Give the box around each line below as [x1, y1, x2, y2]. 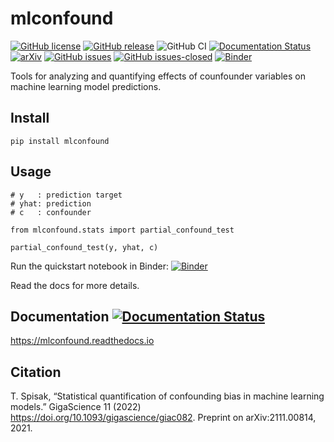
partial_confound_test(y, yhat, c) [10, 242, 159, 252]
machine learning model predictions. [10, 80, 162, 92]
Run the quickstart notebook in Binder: [10, 260, 169, 272]
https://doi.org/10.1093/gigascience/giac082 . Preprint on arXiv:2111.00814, [10, 412, 317, 424]
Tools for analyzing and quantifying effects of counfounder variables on [10, 70, 306, 82]
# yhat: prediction [10, 198, 92, 209]
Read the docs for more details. [10, 279, 140, 291]
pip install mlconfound [10, 136, 110, 146]
